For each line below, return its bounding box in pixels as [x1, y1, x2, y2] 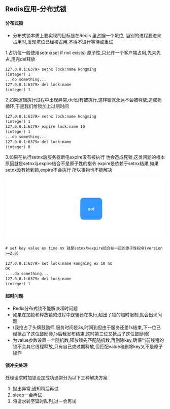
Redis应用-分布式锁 [5, 5, 67, 14]
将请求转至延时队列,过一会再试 [12, 398, 77, 404]
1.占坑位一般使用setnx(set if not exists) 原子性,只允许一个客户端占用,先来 [5, 49, 156, 56]
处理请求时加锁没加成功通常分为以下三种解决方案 [5, 374, 108, 380]
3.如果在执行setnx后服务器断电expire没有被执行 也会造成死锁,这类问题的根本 [5, 154, 165, 160]
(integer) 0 [5, 144, 30, 149]
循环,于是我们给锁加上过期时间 [5, 103, 70, 109]
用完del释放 [11, 56, 36, 62]
